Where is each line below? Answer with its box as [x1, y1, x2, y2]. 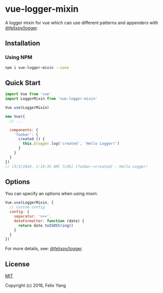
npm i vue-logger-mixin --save [5, 65, 69, 70]
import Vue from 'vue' [5, 92, 52, 97]
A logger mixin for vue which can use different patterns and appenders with [5, 20, 159, 26]
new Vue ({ [5, 114, 26, 119]
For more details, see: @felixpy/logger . [5, 246, 83, 252]
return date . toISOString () [18, 223, 74, 228]
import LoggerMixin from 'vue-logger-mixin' [5, 96, 98, 101]
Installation [5, 39, 40, 48]
